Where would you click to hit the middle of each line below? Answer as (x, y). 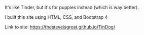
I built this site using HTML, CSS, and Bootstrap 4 (56, 17)
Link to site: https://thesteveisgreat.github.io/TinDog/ (60, 27)
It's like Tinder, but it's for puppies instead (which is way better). (72, 7)
